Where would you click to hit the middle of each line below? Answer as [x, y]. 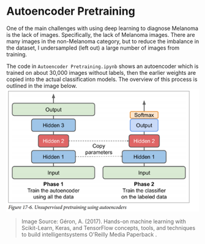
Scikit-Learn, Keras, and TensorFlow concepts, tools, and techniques [108, 227]
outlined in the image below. [42, 86]
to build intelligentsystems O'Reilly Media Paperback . [89, 234]
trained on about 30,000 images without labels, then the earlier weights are [101, 72]
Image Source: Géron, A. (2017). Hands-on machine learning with [104, 221]
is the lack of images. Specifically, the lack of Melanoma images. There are [101, 34]
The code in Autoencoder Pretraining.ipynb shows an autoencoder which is [102, 66]
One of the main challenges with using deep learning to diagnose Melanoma [102, 28]
